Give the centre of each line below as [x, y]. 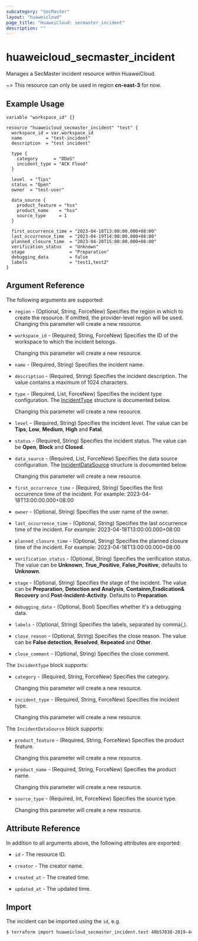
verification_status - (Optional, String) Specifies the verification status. [103, 558]
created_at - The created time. [52, 877]
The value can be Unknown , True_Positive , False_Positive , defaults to [101, 565]
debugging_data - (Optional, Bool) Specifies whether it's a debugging [98, 606]
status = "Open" [31, 185]
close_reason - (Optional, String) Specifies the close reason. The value [100, 636]
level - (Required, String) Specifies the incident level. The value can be [101, 423]
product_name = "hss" [47, 211]
